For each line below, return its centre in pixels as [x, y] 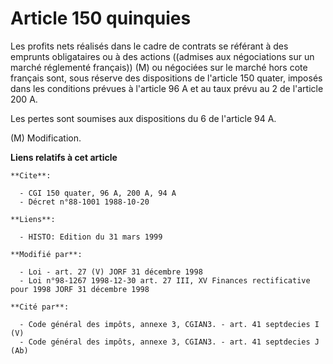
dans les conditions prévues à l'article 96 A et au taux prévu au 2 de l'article [167, 88]
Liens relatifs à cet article [64, 157]
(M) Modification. [46, 138]
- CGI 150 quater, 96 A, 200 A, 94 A [98, 193]
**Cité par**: [40, 307]
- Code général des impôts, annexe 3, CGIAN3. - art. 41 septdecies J [169, 342]
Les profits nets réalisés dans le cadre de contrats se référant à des [149, 46]
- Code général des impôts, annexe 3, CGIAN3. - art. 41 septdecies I [169, 324]
